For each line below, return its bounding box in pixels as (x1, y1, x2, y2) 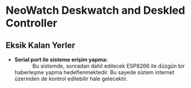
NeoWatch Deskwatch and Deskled (5, 4, 186, 17)
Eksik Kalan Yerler (5, 40, 75, 50)
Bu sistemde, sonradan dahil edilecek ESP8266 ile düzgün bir (32, 62, 185, 69)
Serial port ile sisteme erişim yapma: (14, 56, 108, 63)
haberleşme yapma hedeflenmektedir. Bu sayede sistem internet (14, 69, 175, 75)
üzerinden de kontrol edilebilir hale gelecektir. (14, 75, 128, 82)
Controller (5, 16, 58, 30)
